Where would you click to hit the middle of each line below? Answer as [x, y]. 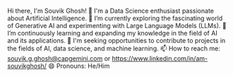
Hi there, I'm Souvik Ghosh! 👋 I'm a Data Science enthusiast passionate [110, 11]
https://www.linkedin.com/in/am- [160, 58]
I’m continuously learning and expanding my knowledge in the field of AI [112, 33]
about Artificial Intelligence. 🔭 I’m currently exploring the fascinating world [115, 18]
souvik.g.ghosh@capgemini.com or [59, 58]
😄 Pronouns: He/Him [79, 66]
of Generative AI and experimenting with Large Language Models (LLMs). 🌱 [117, 26]
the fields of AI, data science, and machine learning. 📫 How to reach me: [114, 48]
